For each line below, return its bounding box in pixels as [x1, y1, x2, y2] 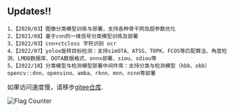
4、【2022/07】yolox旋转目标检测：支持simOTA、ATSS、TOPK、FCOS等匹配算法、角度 [7, 47, 222, 54]
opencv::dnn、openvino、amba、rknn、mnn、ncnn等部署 [7, 70, 156, 77]
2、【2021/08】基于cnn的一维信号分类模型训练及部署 [7, 33, 139, 40]
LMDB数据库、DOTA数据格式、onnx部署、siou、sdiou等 [17, 55, 157, 62]
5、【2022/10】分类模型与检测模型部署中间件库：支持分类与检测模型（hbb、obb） [7, 62, 210, 69]
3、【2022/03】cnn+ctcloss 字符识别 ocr [7, 40, 117, 47]
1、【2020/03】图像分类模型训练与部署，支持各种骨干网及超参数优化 [7, 25, 177, 32]
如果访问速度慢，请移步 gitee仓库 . [7, 83, 104, 91]
